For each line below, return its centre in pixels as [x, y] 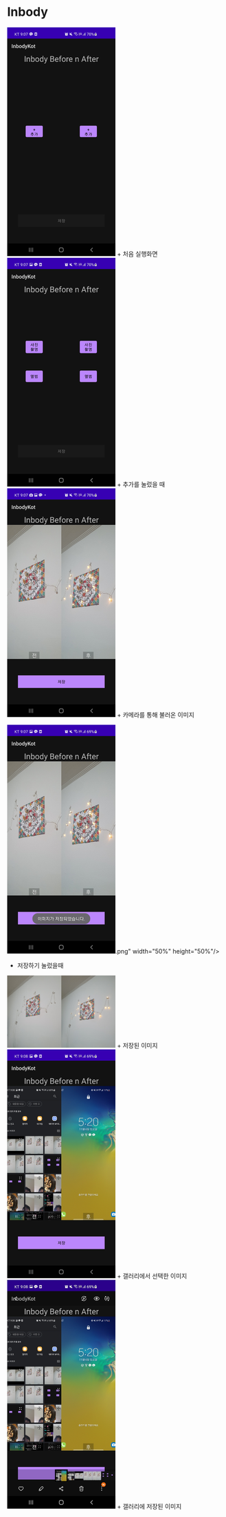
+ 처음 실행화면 [137, 254]
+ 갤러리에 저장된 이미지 [149, 1507]
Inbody [27, 12]
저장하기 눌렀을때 [40, 966]
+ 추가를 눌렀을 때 [141, 484]
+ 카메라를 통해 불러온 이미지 [155, 715]
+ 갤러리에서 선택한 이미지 [152, 1276]
